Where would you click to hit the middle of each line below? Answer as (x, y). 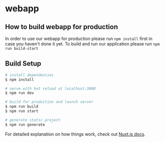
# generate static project (33, 120)
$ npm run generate (25, 124)
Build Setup (23, 64)
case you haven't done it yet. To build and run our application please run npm (82, 44)
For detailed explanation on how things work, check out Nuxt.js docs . (75, 134)
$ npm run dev (20, 93)
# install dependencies (30, 75)
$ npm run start (22, 111)
